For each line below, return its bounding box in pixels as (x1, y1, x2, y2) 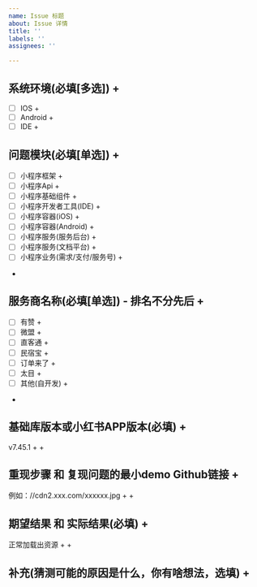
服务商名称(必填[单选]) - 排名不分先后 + (8, 294, 204, 308)
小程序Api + (19, 181, 60, 191)
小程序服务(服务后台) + (19, 232, 97, 242)
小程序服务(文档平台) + (19, 242, 97, 252)
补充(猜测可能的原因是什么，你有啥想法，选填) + (8, 566, 251, 580)
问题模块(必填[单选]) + (8, 148, 120, 162)
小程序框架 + (19, 170, 63, 180)
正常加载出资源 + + (8, 540, 72, 550)
